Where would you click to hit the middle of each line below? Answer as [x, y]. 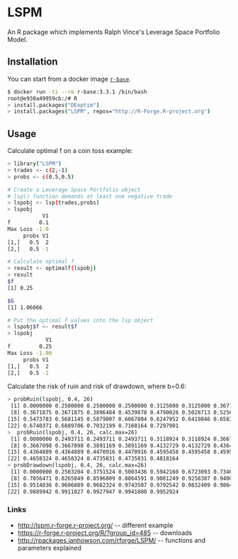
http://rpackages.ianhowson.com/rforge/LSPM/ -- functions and [112, 540]
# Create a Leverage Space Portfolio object [74, 190]
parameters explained [49, 548]
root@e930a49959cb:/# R [42, 98]
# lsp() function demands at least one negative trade [90, 196]
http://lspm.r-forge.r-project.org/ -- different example [95, 525]
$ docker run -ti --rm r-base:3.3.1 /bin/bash [77, 92]
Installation [33, 62]
